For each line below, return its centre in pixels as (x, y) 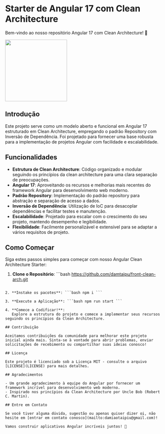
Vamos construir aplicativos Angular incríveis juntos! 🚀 (66, 427)
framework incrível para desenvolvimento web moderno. (63, 388)
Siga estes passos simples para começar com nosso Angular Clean (74, 259)
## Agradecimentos (24, 375)
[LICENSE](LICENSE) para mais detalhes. (47, 366)
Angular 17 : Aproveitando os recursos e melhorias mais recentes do (82, 185)
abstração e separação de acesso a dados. (56, 201)
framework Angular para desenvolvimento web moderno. (70, 190)
